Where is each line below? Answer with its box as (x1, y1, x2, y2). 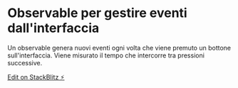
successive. (7, 58, 43, 67)
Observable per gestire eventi (7, 5, 187, 21)
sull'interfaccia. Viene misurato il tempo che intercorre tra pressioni (7, 51, 205, 60)
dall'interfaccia (7, 20, 100, 36)
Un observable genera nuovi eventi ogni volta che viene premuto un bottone (7, 43, 232, 52)
